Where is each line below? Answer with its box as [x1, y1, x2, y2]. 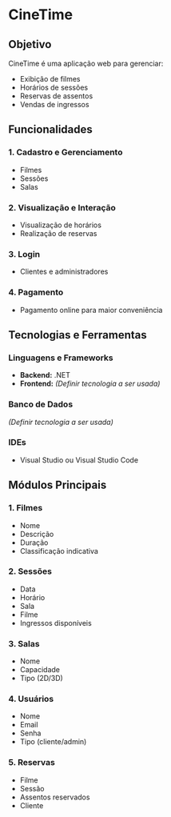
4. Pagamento [8, 286, 64, 298]
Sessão [19, 783, 45, 793]
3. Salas [8, 638, 40, 649]
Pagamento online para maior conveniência [19, 305, 163, 314]
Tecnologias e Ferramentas [8, 328, 148, 342]
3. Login [8, 248, 41, 259]
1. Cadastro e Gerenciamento [8, 146, 123, 158]
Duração [19, 538, 49, 547]
